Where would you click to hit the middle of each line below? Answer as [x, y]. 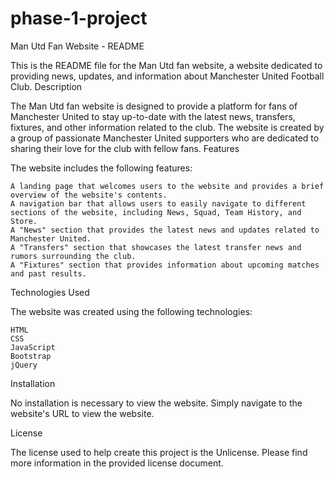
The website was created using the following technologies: [131, 311]
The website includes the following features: [101, 168]
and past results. [48, 273]
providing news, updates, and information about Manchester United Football [167, 76]
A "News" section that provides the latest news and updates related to [165, 230]
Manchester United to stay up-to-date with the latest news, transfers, [153, 116]
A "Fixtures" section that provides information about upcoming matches [165, 265]
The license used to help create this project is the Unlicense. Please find [159, 452]
